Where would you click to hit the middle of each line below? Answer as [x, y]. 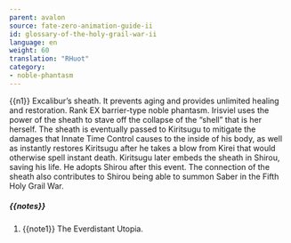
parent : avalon [37, 17]
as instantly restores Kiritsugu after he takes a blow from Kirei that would [142, 148]
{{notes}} [28, 207]
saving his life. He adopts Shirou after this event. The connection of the [139, 166]
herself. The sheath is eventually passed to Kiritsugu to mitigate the [133, 129]
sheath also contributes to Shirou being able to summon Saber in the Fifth [144, 176]
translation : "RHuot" [49, 59]
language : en [33, 42]
